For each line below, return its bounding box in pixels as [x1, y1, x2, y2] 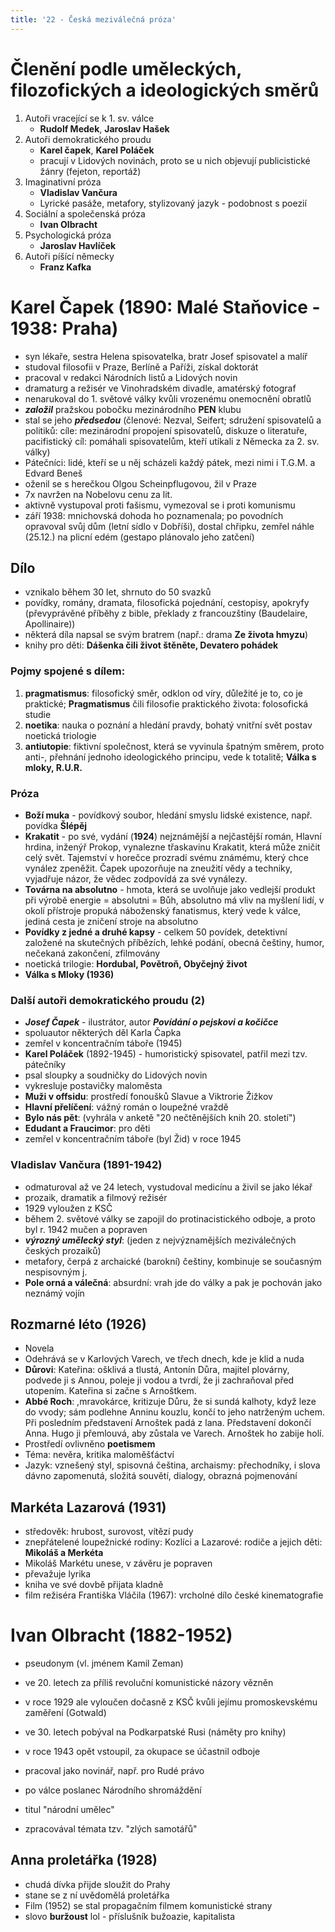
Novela [24, 1342, 55, 1355]
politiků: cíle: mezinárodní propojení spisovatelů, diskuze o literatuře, [24, 424, 308, 436]
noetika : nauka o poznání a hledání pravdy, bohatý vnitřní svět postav [24, 719, 313, 731]
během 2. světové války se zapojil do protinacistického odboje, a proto [24, 1212, 316, 1225]
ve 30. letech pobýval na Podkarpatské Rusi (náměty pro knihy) [24, 1726, 287, 1738]
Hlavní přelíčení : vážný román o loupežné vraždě [24, 1101, 229, 1113]
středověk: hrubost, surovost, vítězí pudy [24, 1526, 194, 1538]
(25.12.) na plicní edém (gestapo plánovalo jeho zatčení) [24, 531, 255, 543]
